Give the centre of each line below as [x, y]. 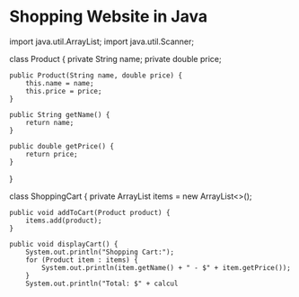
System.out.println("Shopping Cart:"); [100, 252]
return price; [52, 154]
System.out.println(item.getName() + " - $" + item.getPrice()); [167, 267]
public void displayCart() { [64, 244]
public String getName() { [60, 114]
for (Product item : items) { [82, 260]
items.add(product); [64, 220]
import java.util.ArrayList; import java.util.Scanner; [102, 41]
